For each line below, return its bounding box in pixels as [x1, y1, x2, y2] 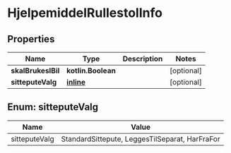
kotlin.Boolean [66, 66, 117, 75]
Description [122, 54, 163, 63]
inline [66, 78, 86, 87]
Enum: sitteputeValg [7, 101, 99, 114]
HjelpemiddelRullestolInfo [7, 5, 162, 21]
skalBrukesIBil [11, 66, 60, 75]
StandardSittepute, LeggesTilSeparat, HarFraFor [61, 134, 220, 144]
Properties [7, 33, 55, 45]
